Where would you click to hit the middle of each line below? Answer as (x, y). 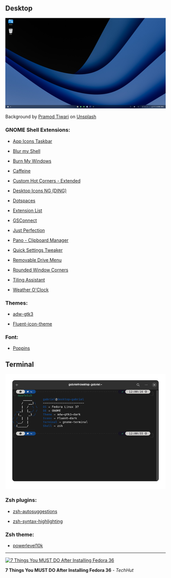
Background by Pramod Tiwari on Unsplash (51, 117)
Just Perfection (29, 230)
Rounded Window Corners (40, 270)
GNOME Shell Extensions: (38, 130)
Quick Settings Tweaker (37, 250)
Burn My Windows (32, 161)
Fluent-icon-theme (32, 323)
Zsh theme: (20, 535)
